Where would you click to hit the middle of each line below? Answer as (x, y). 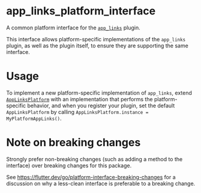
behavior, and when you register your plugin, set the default (101, 105)
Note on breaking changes (73, 143)
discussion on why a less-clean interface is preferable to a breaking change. (101, 183)
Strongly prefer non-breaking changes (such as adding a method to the (94, 159)
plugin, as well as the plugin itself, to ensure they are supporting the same (97, 46)
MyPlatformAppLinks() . (34, 118)
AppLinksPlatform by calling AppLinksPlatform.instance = (77, 111)
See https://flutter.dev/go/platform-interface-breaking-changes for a (91, 177)
